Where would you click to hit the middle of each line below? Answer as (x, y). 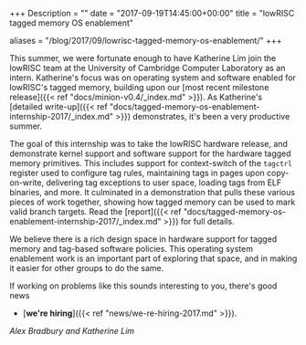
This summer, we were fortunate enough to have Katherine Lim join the (143, 58)
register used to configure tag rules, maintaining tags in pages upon (137, 173)
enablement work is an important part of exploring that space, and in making (153, 258)
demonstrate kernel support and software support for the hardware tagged (150, 153)
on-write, (26, 183)
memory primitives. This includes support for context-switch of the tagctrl (151, 163)
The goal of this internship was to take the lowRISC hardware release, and (148, 144)
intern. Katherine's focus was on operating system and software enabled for (153, 78)
